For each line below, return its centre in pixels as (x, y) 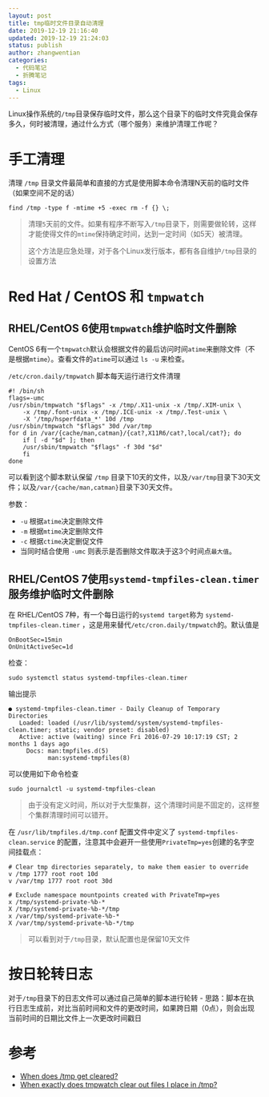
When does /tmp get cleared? (69, 1076)
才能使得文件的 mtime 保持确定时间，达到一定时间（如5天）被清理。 (137, 234)
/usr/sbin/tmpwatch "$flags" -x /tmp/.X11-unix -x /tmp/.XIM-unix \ (125, 405)
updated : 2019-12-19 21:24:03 (59, 38)
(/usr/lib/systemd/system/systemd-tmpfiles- (148, 723)
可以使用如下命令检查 (43, 774)
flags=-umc (26, 398)
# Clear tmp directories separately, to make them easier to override (128, 867)
